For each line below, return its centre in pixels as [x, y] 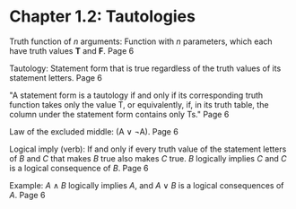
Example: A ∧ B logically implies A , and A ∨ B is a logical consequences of [147, 185]
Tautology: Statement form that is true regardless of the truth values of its [145, 68]
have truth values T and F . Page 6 [72, 50]
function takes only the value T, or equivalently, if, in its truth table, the [139, 104]
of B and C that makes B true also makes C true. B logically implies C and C [148, 158]
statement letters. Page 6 [56, 77]
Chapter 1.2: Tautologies [102, 17]
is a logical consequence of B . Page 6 [79, 168]
